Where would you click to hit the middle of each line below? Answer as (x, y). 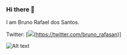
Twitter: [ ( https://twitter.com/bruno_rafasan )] (64, 34)
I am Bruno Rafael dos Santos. (43, 22)
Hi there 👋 (21, 9)
